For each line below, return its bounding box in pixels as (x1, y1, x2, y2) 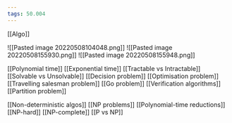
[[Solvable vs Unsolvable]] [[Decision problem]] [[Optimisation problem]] (7, 72, 219, 80)
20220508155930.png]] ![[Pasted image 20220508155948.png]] (7, 51, 195, 59)
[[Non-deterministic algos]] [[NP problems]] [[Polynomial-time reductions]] (7, 100, 226, 109)
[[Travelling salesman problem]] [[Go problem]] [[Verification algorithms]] (7, 79, 221, 88)
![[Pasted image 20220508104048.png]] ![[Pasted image (7, 43, 173, 51)
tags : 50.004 (7, 10, 46, 18)
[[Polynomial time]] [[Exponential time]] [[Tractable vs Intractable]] (7, 64, 201, 72)
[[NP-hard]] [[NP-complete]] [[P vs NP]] (7, 108, 123, 116)
